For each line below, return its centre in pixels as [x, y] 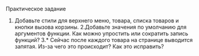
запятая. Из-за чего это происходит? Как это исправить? [89, 46]
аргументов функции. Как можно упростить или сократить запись [101, 33]
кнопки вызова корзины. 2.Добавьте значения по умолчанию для [100, 27]
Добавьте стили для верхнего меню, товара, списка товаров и [97, 20]
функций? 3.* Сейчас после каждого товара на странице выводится [103, 40]
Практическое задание [36, 9]
